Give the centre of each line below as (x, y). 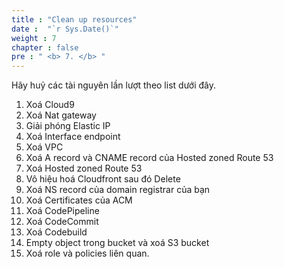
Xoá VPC (44, 147)
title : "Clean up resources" (74, 19)
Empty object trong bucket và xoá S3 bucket (117, 243)
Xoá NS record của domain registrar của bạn (118, 190)
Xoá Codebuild (56, 232)
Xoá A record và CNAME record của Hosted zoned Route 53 (149, 158)
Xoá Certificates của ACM (79, 200)
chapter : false (45, 47)
